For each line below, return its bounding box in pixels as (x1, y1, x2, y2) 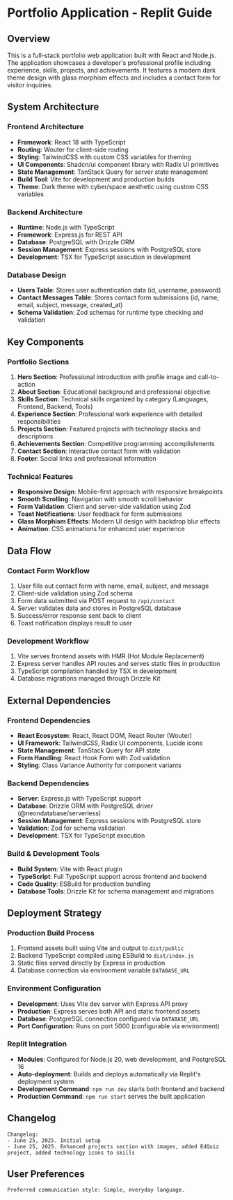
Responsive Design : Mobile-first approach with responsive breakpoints (17, 487, 223, 496)
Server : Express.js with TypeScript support (17, 794, 141, 803)
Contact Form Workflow (7, 565, 90, 575)
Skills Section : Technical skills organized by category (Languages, (17, 394, 209, 403)
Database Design (7, 270, 67, 280)
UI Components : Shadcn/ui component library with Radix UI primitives (17, 160, 219, 168)
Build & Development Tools (7, 849, 100, 859)
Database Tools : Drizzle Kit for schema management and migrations (17, 887, 214, 895)
